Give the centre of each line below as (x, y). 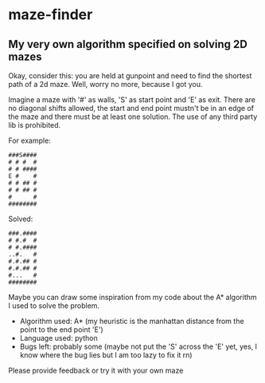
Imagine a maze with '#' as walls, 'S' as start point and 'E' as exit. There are (132, 100)
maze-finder (51, 15)
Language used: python (58, 338)
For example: (30, 140)
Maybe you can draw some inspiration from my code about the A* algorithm (132, 297)
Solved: (21, 219)
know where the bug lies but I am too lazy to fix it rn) (106, 355)
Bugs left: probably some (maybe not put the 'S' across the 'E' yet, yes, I (138, 346)
